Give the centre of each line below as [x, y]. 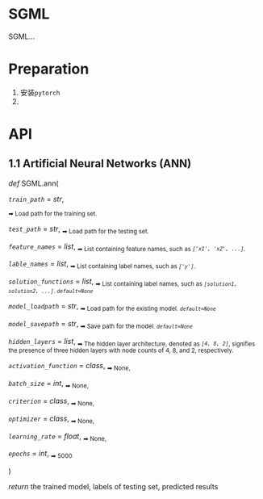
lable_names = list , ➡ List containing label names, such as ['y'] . [102, 265]
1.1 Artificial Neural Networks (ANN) [100, 164]
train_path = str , [36, 199]
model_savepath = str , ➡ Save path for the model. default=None [101, 324]
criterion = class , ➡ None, [52, 402]
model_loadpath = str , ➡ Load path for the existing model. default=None [112, 307]
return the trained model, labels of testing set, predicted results [113, 487]
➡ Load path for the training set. [53, 214]
